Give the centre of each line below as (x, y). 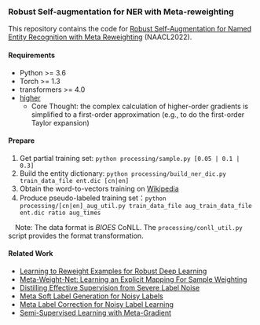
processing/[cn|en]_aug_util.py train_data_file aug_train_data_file (136, 206)
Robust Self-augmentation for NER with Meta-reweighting (121, 12)
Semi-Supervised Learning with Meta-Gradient (95, 312)
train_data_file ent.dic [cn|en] (74, 181)
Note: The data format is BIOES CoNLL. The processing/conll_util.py (129, 227)
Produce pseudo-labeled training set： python (93, 198)
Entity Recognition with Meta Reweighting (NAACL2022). (100, 37)
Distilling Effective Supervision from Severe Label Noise (110, 287)
